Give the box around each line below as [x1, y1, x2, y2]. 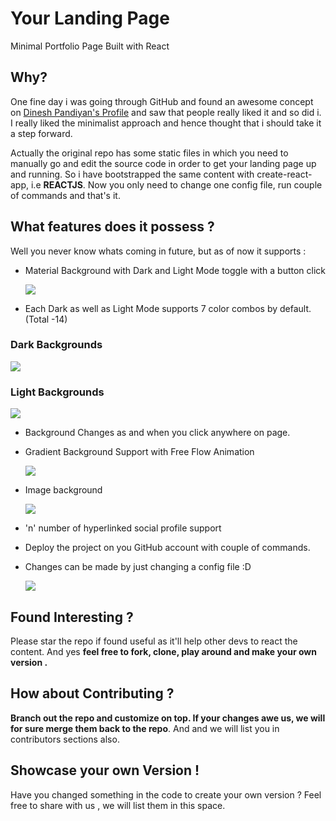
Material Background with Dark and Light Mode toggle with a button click [24, 264, 327, 276]
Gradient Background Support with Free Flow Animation [24, 446, 255, 458]
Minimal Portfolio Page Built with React [10, 40, 170, 52]
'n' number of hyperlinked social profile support [24, 522, 222, 534]
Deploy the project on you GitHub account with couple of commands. [24, 542, 311, 554]
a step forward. [10, 127, 73, 139]
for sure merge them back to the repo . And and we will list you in [10, 722, 280, 734]
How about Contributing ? [10, 685, 175, 702]
